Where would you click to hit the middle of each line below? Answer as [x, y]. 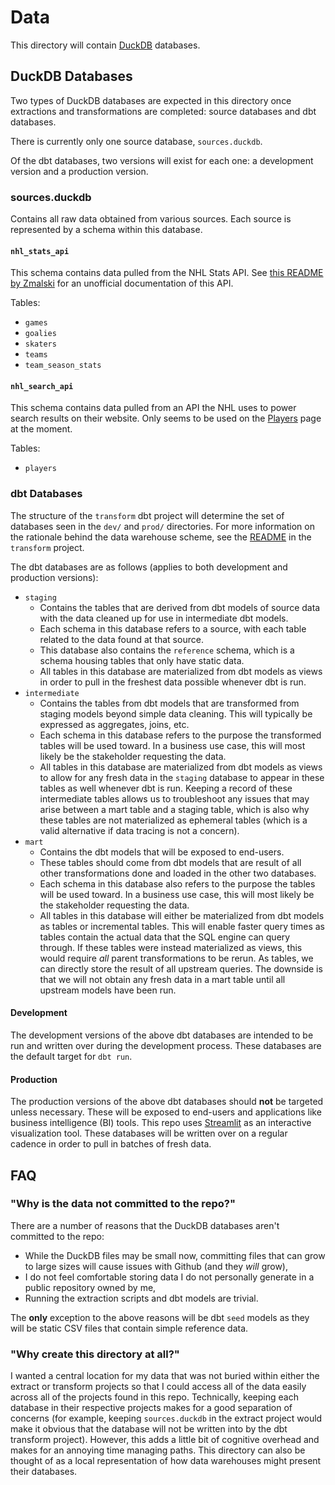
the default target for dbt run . [71, 1056]
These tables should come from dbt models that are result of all [170, 862]
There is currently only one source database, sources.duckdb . [136, 141]
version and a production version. [79, 171]
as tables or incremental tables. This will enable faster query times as [182, 926]
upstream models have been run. [108, 990]
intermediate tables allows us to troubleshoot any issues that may [174, 798]
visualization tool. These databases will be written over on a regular [149, 1133]
